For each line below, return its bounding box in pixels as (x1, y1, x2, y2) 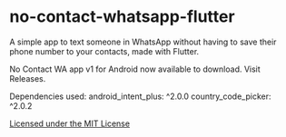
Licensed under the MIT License (9, 118, 130, 129)
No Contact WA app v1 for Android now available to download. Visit (9, 64, 261, 74)
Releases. (9, 73, 46, 83)
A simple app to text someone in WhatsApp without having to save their (9, 36, 277, 47)
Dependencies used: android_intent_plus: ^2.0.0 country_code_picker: (9, 91, 271, 102)
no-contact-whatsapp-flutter (9, 6, 235, 27)
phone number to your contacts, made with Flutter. (9, 45, 200, 56)
